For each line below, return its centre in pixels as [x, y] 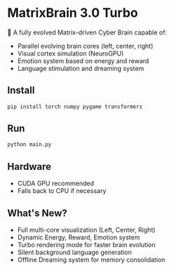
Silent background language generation [74, 252]
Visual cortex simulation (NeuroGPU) [71, 53]
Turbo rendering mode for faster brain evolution [86, 244]
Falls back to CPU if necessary [62, 191]
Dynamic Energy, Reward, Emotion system [79, 237]
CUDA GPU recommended [56, 183]
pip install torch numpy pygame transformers [75, 107]
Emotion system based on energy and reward [83, 60]
